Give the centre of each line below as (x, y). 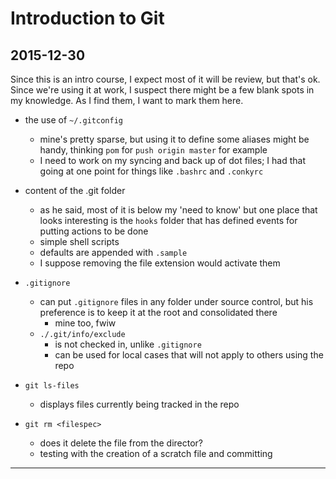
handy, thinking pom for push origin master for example (153, 150)
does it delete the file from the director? (121, 443)
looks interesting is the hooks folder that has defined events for (168, 220)
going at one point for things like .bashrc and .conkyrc (151, 171)
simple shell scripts (79, 241)
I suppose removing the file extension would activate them (160, 263)
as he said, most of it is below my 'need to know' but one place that (178, 210)
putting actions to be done (94, 231)
